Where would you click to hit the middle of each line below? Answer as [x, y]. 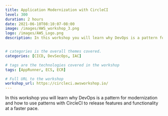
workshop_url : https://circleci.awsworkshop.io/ [57, 83]
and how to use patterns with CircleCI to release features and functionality [82, 103]
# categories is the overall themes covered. [53, 51]
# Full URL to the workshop [34, 79]
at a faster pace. [22, 108]
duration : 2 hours [24, 19]
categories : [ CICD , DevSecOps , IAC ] [43, 56]
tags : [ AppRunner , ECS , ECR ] [35, 70]
